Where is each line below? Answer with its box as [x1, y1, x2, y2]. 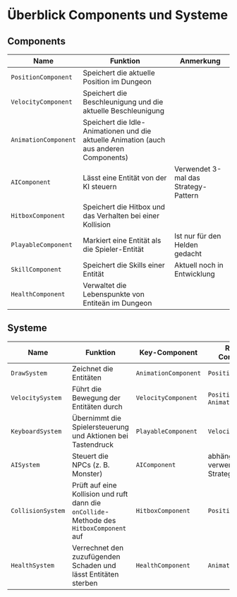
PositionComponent [11, 73, 73, 81]
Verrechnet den [71, 543, 124, 553]
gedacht [174, 249, 202, 258]
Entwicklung [174, 269, 215, 279]
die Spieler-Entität [83, 244, 145, 254]
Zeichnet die [71, 363, 114, 373]
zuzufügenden [71, 551, 121, 561]
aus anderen [83, 144, 125, 153]
